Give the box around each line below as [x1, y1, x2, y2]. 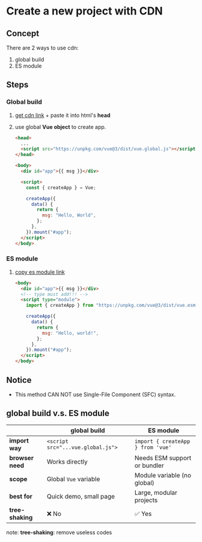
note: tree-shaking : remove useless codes [6, 529, 112, 536]
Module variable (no [134, 471, 191, 479]
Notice [6, 375, 32, 385]
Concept [6, 28, 40, 39]
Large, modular [134, 488, 177, 497]
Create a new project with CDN [6, 4, 164, 18]
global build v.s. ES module [6, 408, 109, 418]
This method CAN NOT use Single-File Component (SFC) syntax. [14, 391, 176, 398]
